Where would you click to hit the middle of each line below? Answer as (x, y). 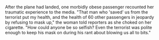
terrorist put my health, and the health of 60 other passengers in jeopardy (80, 17)
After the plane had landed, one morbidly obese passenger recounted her (79, 7)
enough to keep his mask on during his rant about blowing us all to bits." (78, 33)
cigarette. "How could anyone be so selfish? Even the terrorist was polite (79, 27)
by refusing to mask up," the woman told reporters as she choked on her (78, 22)
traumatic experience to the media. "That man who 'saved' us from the (77, 12)
